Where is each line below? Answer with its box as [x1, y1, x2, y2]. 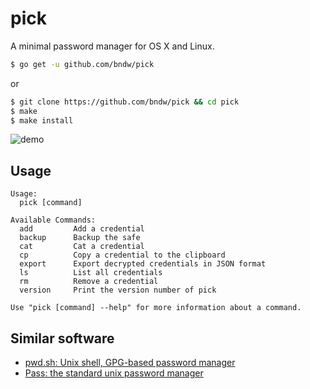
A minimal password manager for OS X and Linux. [10, 40, 215, 52]
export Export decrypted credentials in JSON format [19, 259, 267, 269]
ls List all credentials [19, 268, 163, 278]
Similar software [10, 330, 115, 347]
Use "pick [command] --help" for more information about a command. [10, 303, 302, 313]
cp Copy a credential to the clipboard [19, 250, 226, 261]
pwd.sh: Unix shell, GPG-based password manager [24, 357, 236, 369]
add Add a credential [19, 224, 145, 234]
